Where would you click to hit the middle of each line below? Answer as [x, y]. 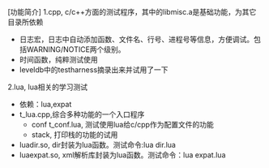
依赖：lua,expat [45, 104]
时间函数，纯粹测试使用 [58, 60]
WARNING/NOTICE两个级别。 [76, 50]
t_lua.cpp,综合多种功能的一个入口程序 [82, 114]
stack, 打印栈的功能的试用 [75, 135]
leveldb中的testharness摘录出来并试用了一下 [94, 70]
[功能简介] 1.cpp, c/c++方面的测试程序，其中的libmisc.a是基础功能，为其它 [132, 12]
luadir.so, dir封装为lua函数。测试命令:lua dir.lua [97, 145]
